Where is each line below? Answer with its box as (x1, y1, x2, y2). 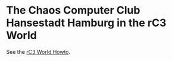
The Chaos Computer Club (6, 4, 140, 17)
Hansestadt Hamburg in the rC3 (6, 16, 167, 30)
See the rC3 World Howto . (6, 48, 71, 55)
